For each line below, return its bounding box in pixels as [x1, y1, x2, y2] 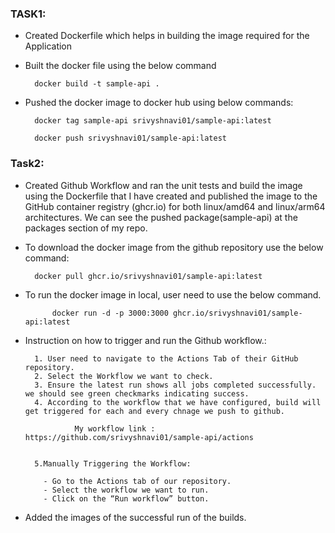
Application [24, 40, 73, 52]
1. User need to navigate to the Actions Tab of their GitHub [34, 353, 299, 364]
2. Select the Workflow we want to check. [34, 371, 214, 381]
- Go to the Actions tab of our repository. [43, 476, 232, 486]
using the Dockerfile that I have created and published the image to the [24, 190, 318, 202]
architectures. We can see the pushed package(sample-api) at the [24, 211, 298, 223]
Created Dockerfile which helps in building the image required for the [24, 30, 310, 42]
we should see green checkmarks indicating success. [24, 388, 250, 399]
